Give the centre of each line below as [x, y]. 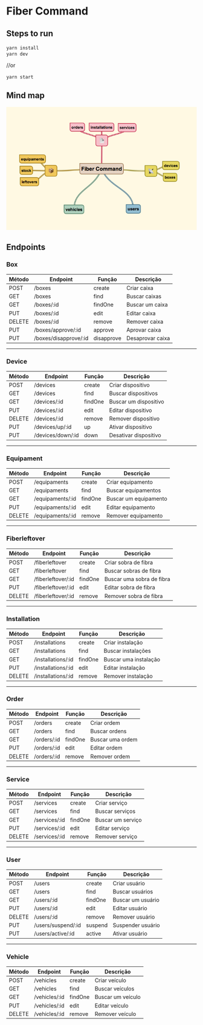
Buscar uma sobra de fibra [137, 579]
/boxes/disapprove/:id [61, 338]
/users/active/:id [54, 934]
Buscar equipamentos [134, 490]
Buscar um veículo [118, 997]
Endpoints [26, 247]
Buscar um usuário [136, 900]
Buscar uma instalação [132, 659]
